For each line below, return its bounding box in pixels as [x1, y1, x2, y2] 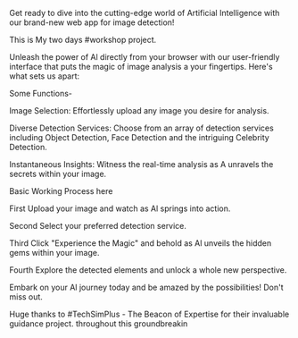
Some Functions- [9, 89, 73, 98]
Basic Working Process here [9, 186, 113, 196]
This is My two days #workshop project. [9, 35, 157, 45]
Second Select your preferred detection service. [9, 221, 187, 231]
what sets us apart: [9, 71, 80, 81]
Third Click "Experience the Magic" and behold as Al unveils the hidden [9, 238, 272, 249]
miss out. [9, 292, 43, 302]
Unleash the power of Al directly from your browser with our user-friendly [9, 52, 280, 62]
